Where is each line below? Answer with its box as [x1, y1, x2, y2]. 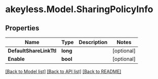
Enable [8, 56, 25, 62]
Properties [5, 24, 39, 32]
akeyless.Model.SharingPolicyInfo [5, 4, 153, 15]
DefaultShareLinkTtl [8, 47, 57, 54]
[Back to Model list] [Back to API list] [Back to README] [5, 68, 122, 74]
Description [78, 39, 108, 46]
